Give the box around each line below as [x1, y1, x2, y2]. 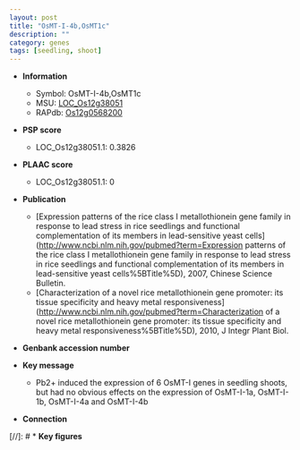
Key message [21, 360, 74, 371]
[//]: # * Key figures [9, 431, 82, 442]
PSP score [21, 124, 62, 135]
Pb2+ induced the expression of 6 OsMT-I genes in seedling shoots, [35, 378, 288, 388]
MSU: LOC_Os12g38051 [35, 98, 124, 108]
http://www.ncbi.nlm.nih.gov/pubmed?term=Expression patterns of [39, 240, 287, 250]
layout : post [9, 13, 58, 22]
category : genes [9, 38, 70, 47]
